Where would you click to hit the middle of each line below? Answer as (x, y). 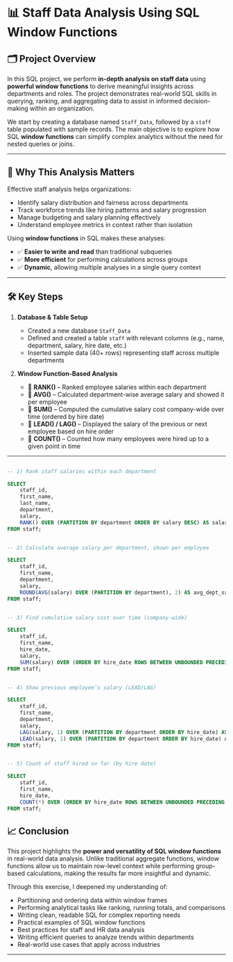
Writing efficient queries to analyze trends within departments (105, 937)
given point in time (54, 446)
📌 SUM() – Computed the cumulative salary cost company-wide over (126, 409)
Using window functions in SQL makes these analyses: (87, 238)
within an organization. (62, 108)
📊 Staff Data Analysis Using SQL (103, 13)
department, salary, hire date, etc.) (77, 345)
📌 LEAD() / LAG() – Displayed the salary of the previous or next (118, 424)
